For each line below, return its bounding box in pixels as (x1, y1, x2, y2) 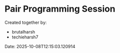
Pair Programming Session (4, 3, 116, 15)
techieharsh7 (11, 34, 39, 40)
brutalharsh (11, 29, 35, 35)
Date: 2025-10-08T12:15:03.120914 (4, 43, 76, 49)
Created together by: (4, 19, 47, 25)
